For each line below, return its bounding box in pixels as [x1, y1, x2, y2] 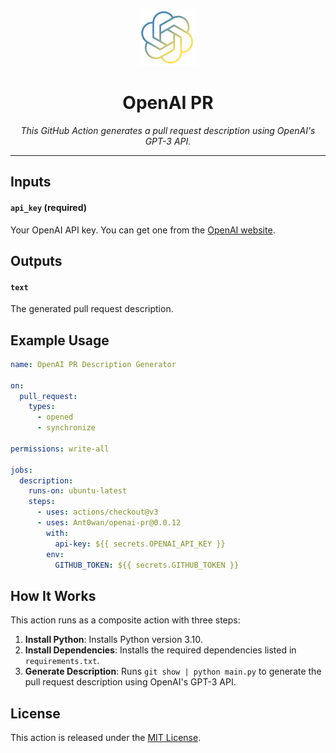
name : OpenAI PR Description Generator [10, 359, 177, 369]
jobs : [10, 465, 33, 475]
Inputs [10, 174, 52, 191]
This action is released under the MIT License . [10, 732, 202, 744]
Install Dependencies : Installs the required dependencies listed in [24, 644, 297, 656]
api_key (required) [10, 201, 88, 213]
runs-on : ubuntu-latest [28, 486, 128, 496]
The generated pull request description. [10, 303, 174, 315]
